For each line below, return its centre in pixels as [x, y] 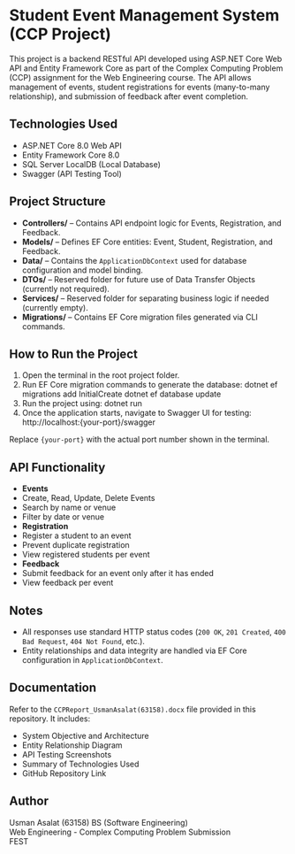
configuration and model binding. [83, 270]
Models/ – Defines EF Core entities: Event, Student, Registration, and [147, 242]
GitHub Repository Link [64, 773]
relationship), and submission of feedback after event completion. [129, 96]
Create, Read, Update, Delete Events [88, 498]
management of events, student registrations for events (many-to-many [140, 87]
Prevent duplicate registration [76, 545]
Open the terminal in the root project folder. [101, 375]
